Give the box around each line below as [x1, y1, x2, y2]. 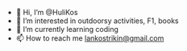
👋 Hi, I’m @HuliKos [15, 8, 78, 17]
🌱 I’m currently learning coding [15, 25, 119, 33]
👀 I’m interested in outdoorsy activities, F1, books [15, 16, 179, 25]
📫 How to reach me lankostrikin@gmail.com [15, 33, 164, 43]
